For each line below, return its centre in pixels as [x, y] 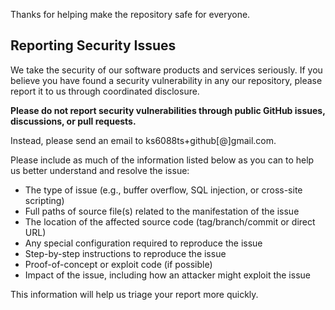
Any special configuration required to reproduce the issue [143, 243]
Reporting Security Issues [93, 45]
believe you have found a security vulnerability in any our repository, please [166, 80]
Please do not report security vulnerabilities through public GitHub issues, [168, 110]
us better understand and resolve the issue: [100, 170]
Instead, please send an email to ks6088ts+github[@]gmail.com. [143, 140]
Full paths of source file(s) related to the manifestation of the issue [162, 211]
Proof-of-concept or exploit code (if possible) [118, 264]
